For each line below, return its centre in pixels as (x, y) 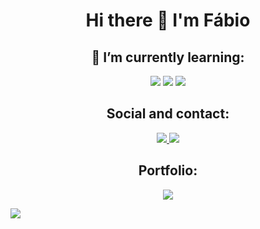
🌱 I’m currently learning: (168, 57)
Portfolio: (168, 170)
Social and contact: (168, 114)
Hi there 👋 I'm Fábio (168, 20)
